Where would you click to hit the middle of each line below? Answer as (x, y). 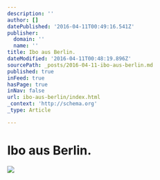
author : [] (23, 20)
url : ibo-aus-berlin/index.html (54, 98)
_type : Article (29, 110)
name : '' (26, 46)
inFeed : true (26, 78)
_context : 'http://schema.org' (52, 104)
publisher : (23, 33)
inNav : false (26, 91)
